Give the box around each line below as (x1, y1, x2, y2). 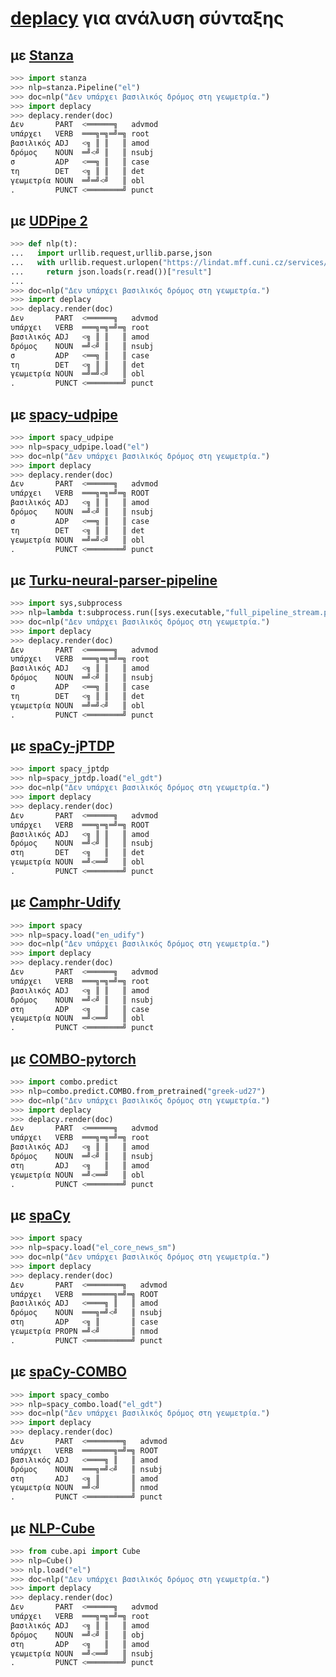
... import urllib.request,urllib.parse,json (10, 248, 213, 259)
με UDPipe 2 (10, 212, 88, 229)
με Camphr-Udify (10, 894, 121, 911)
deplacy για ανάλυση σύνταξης (10, 7, 285, 30)
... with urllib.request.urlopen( (10, 257, 163, 267)
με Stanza (10, 47, 74, 64)
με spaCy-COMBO (10, 1363, 127, 1381)
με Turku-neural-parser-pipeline (10, 572, 218, 589)
